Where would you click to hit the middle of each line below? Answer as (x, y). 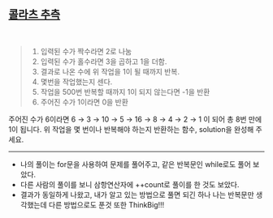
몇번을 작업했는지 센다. (76, 81)
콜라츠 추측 (35, 15)
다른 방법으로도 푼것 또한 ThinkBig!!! (106, 204)
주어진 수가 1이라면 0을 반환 (84, 102)
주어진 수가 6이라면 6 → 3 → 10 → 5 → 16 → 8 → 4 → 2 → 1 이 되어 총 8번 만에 (135, 119)
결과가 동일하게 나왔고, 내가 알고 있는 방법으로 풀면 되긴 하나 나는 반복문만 (137, 194)
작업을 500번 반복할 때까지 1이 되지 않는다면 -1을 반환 (125, 92)
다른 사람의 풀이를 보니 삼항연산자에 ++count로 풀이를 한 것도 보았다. (130, 184)
